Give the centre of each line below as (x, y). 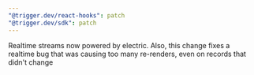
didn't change (31, 62)
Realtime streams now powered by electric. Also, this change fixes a (119, 45)
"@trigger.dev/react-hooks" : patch (67, 15)
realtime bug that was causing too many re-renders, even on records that (127, 54)
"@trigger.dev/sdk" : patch (52, 23)
